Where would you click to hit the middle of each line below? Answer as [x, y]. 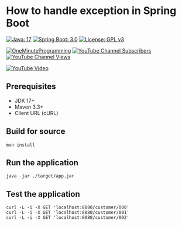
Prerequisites [31, 87]
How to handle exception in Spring [91, 11]
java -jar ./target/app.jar [40, 176]
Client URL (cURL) [36, 113]
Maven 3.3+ [29, 107]
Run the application [42, 163]
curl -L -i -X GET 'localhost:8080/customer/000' [68, 208]
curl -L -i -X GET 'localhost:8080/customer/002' [68, 218]
